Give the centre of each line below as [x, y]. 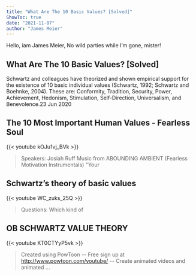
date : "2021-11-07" [31, 23]
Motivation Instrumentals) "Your [60, 165]
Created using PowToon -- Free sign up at [73, 254]
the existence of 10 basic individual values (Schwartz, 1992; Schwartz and [98, 85]
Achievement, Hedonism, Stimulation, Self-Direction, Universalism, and [94, 98]
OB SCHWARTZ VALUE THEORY [67, 228]
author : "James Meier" [34, 28]
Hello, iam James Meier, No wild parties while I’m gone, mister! [84, 46]
